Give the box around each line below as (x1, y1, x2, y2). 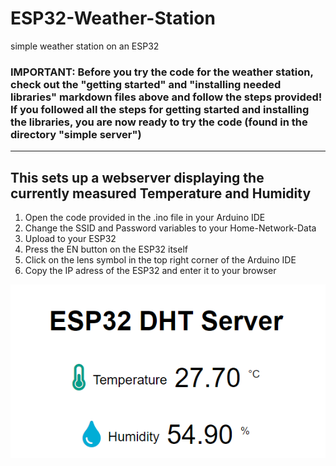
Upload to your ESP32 (24, 233, 117, 245)
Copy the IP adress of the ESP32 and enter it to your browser (24, 265, 277, 277)
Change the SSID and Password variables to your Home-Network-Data (24, 222, 317, 234)
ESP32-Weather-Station (10, 7, 216, 30)
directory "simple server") (10, 127, 142, 141)
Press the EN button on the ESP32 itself (24, 243, 188, 256)
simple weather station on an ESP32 (10, 40, 160, 52)
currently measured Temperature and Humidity (10, 185, 312, 202)
